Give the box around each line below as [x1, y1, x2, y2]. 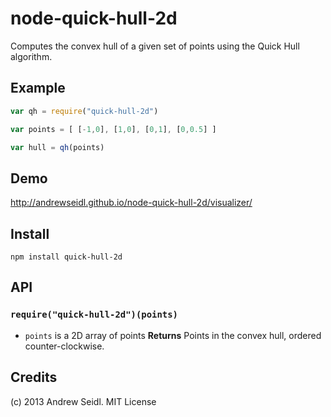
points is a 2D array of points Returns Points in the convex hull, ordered [24, 329, 322, 341]
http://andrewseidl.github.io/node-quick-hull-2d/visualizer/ [10, 197, 253, 209]
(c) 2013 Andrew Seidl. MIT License [10, 395, 157, 407]
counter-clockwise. [24, 340, 105, 352]
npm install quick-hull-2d [10, 252, 123, 262]
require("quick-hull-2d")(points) [10, 309, 178, 321]
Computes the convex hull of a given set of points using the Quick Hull [10, 40, 300, 52]
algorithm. [10, 50, 53, 62]
